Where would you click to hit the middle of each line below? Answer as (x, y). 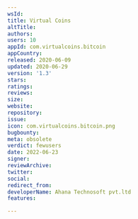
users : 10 (22, 40)
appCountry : (25, 54)
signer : (19, 159)
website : (20, 106)
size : (15, 100)
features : (22, 198)
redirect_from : (30, 185)
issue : (17, 119)
